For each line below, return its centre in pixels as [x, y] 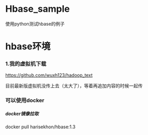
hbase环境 [28, 46]
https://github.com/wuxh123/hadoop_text [49, 75]
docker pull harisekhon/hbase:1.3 [40, 127]
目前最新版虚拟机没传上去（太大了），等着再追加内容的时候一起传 [74, 86]
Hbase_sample [38, 9]
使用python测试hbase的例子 [35, 24]
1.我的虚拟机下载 [26, 64]
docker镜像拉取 [22, 113]
